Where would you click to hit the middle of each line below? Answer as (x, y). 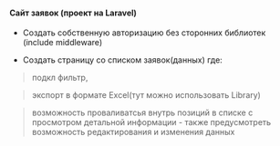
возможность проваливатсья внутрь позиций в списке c (142, 112)
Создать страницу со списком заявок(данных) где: (123, 60)
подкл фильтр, (60, 78)
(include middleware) (62, 43)
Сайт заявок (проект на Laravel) (73, 13)
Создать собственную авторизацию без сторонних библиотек (144, 33)
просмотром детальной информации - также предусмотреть (151, 122)
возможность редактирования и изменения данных (133, 132)
